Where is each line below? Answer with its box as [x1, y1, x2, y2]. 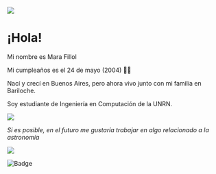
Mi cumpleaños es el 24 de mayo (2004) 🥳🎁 [7, 66, 132, 74]
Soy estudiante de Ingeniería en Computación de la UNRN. [7, 99, 173, 108]
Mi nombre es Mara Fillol [7, 52, 77, 61]
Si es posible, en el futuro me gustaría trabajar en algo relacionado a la [7, 125, 209, 134]
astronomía [7, 133, 40, 141]
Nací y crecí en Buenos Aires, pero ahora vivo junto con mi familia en [7, 79, 202, 87]
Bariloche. [7, 86, 36, 95]
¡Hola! [7, 30, 43, 46]
